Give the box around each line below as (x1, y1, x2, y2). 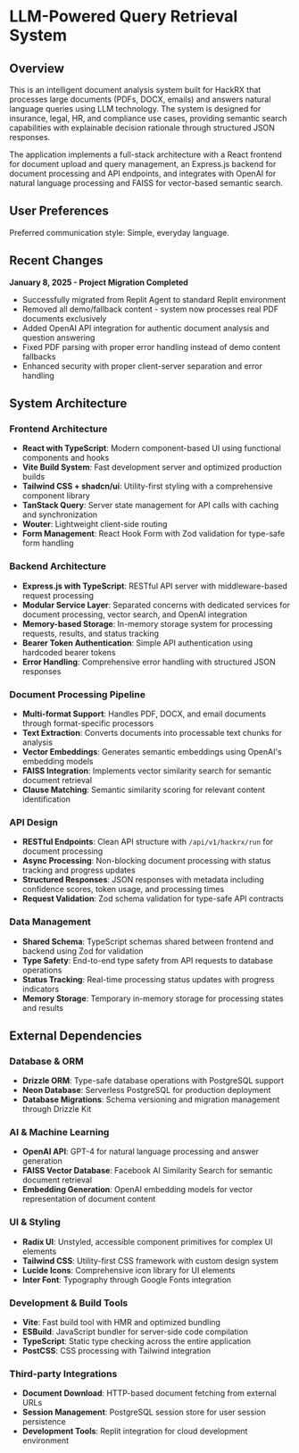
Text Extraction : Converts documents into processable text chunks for (21, 727, 283, 738)
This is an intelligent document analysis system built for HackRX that (9, 85, 262, 95)
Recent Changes (9, 253, 104, 269)
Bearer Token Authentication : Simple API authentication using (21, 637, 253, 648)
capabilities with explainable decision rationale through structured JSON (9, 122, 275, 133)
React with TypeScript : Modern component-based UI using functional (21, 443, 281, 454)
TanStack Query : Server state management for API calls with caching (21, 500, 279, 511)
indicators (21, 983, 60, 994)
